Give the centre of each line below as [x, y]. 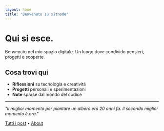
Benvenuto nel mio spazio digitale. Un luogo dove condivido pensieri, [75, 52]
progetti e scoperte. [25, 57]
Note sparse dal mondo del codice [47, 95]
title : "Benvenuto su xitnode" [37, 14]
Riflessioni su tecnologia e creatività [49, 84]
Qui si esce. [29, 38]
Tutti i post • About [24, 123]
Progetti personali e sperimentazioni [49, 89]
